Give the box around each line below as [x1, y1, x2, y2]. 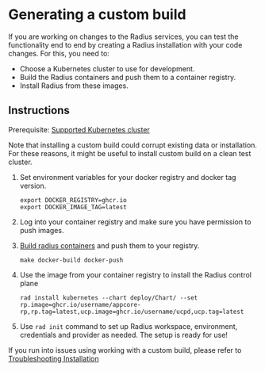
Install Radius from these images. [19, 81, 129, 90]
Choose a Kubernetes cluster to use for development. [19, 63, 195, 73]
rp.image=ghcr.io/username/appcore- [19, 300, 141, 308]
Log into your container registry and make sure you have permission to [19, 216, 252, 227]
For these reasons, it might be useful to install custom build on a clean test [8, 148, 252, 158]
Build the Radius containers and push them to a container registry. [19, 72, 236, 82]
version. [19, 181, 47, 190]
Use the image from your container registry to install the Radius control [19, 270, 252, 279]
